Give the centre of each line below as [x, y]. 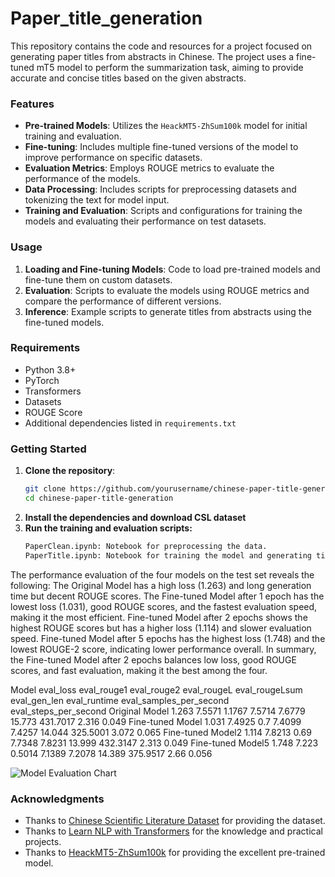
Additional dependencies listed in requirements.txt [130, 423]
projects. [43, 841]
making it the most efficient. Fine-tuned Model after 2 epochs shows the [159, 617]
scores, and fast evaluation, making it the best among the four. [139, 670]
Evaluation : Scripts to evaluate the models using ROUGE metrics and [167, 290]
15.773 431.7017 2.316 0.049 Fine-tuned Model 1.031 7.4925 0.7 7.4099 [156, 721]
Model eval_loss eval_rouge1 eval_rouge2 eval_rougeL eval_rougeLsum [156, 689]
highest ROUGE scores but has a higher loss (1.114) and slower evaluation [161, 628]
